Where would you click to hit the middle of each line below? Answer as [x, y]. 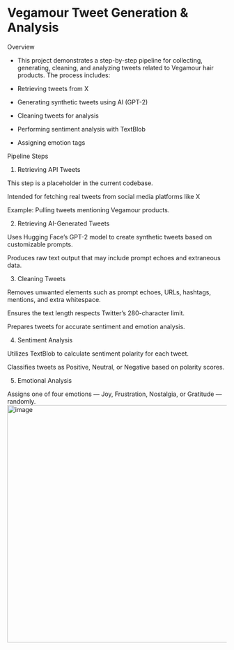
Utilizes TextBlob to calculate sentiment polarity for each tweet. [98, 354]
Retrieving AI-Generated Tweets [63, 223]
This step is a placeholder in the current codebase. [80, 183]
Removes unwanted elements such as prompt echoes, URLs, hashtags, [109, 292]
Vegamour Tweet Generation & [98, 13]
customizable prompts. [40, 244]
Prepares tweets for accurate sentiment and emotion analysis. [96, 326]
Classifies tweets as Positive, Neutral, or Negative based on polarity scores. [116, 367]
